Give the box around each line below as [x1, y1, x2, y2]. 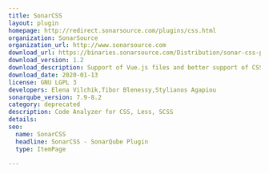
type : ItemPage [15, 145, 66, 153]
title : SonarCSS [8, 11, 62, 20]
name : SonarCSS [15, 130, 66, 138]
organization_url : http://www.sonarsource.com [8, 41, 167, 49]
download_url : [8, 49, 56, 57]
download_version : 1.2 [8, 57, 84, 65]
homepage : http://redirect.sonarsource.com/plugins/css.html [8, 26, 217, 34]
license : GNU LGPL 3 [8, 78, 78, 86]
